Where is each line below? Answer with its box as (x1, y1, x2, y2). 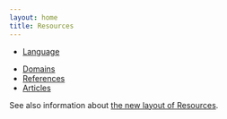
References (22, 72, 65, 83)
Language (22, 46, 60, 56)
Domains (22, 64, 56, 74)
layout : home (9, 13, 58, 22)
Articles (22, 82, 51, 93)
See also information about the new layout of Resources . (9, 99, 219, 110)
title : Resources (9, 21, 74, 30)
